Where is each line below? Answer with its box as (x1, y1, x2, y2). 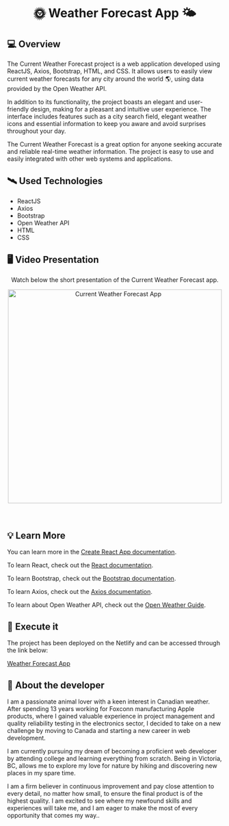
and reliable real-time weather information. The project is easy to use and (7, 148, 214, 155)
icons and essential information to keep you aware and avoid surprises (7, 120, 206, 127)
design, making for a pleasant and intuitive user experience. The (30, 105, 212, 113)
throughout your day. (7, 127, 66, 135)
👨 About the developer (7, 679, 105, 691)
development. (7, 734, 46, 743)
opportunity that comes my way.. (7, 812, 100, 820)
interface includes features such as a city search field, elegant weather (7, 112, 207, 120)
